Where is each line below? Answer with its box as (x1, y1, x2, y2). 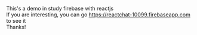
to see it (6, 17, 26, 24)
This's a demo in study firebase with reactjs (6, 5, 114, 12)
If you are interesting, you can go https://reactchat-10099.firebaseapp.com (6, 11, 191, 18)
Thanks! (6, 23, 26, 30)
